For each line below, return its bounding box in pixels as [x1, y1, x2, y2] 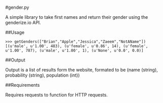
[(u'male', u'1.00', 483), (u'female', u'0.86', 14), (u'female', [5, 44, 148, 49]
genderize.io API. [5, 20, 42, 25]
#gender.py [5, 5, 29, 10]
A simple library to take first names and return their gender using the [5, 14, 148, 20]
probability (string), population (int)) [5, 72, 80, 78]
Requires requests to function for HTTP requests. [5, 92, 108, 98]
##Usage [5, 29, 25, 35]
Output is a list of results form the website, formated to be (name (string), [5, 67, 158, 73]
